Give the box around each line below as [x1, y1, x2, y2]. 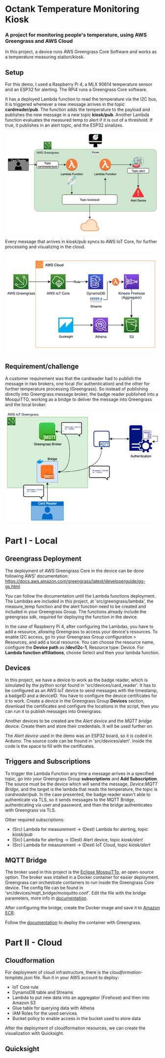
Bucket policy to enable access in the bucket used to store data [12, 1016, 141, 1022]
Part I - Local [5, 535, 58, 546]
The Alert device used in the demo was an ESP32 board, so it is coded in [5, 733, 152, 738]
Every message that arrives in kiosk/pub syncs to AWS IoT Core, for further [5, 238, 157, 244]
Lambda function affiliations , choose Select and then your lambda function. [5, 649, 160, 655]
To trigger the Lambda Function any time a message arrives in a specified [5, 770, 154, 776]
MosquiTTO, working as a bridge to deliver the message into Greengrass [5, 396, 152, 402]
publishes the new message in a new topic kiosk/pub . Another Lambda [5, 112, 150, 118]
